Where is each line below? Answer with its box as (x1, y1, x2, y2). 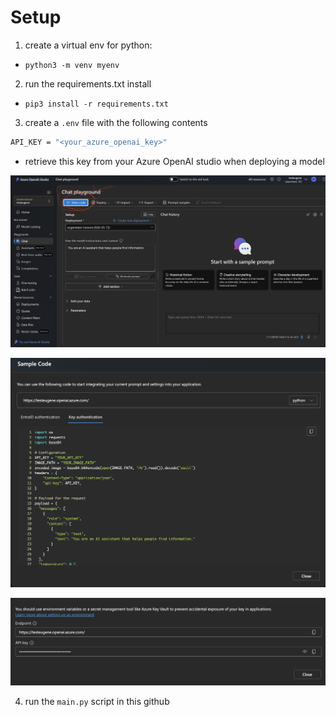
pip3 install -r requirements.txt (24, 99, 169, 109)
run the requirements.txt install (24, 77, 152, 90)
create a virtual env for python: (24, 39, 153, 51)
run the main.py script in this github (24, 696, 170, 708)
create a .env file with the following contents (24, 116, 208, 128)
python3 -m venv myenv (24, 60, 120, 70)
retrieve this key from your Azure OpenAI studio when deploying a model (24, 155, 325, 167)
